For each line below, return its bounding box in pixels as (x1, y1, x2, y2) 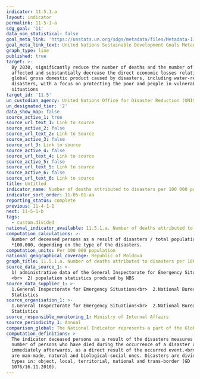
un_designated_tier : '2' (6, 103, 68, 109)
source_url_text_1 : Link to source (6, 120, 95, 126)
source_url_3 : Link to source (6, 141, 82, 148)
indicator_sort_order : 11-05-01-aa (6, 192, 95, 198)
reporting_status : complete (6, 198, 76, 204)
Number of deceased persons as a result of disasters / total (11, 236, 169, 242)
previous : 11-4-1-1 (6, 203, 55, 209)
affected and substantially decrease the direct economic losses (11, 70, 177, 76)
